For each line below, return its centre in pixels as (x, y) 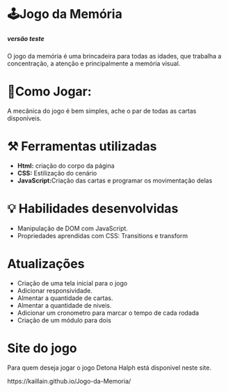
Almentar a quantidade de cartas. (65, 298)
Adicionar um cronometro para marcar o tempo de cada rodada (108, 313)
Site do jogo (42, 348)
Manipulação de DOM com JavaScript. (73, 228)
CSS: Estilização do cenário (57, 173)
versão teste (26, 38)
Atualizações (46, 264)
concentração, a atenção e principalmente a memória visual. (94, 63)
